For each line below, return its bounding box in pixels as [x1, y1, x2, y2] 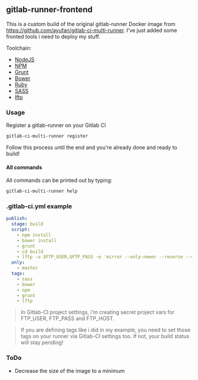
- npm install [16, 232, 51, 238]
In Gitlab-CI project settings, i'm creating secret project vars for [20, 308, 175, 316]
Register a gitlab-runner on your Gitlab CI [6, 122, 106, 129]
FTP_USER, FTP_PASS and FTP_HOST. [20, 315, 115, 322]
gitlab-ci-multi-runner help [6, 189, 78, 194]
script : [11, 227, 31, 233]
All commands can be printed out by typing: [6, 177, 113, 184]
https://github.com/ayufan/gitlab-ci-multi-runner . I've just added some [6, 27, 177, 34]
